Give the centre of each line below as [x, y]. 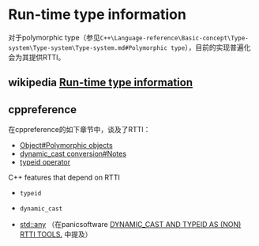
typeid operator [45, 162]
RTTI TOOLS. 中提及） [56, 234]
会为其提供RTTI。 [37, 57]
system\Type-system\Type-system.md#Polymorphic [88, 48]
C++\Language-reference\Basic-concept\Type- [174, 38]
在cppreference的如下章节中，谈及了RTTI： [79, 130]
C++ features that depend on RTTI [64, 178]
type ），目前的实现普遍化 [211, 47]
